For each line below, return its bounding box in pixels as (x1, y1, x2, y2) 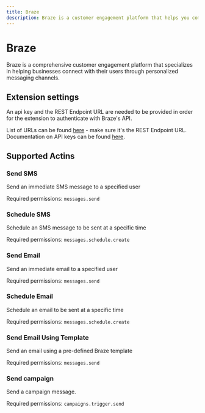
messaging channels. (6, 74, 60, 81)
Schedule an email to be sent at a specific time (6, 306, 124, 313)
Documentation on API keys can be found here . (6, 133, 125, 141)
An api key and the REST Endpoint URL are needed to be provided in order (6, 108, 193, 116)
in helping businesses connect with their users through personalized (6, 68, 179, 75)
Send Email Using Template (6, 333, 90, 341)
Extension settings (6, 92, 79, 102)
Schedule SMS (6, 210, 51, 218)
